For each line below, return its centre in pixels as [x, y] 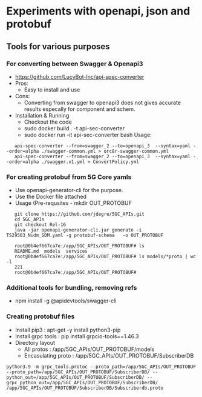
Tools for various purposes [58, 46]
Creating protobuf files [41, 316]
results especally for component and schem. [80, 109]
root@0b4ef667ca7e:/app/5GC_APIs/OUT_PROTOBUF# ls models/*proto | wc [105, 257]
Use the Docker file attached [50, 197]
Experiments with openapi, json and [98, 11]
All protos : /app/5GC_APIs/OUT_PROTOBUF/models [89, 349]
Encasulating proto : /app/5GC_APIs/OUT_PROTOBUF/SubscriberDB [109, 355]
